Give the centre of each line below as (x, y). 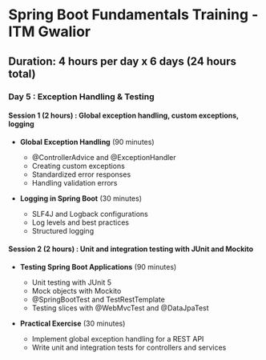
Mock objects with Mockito (77, 290)
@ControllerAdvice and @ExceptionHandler (104, 157)
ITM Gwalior (50, 32)
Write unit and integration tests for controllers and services (129, 347)
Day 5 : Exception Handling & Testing (81, 96)
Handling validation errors (75, 182)
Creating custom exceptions (79, 166)
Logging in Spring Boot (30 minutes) (81, 198)
